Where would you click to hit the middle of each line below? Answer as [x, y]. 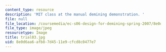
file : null [16, 19]
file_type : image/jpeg [28, 28]
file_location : [21, 24]
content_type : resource [30, 10]
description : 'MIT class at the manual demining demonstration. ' [75, 14]
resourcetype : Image [26, 33]
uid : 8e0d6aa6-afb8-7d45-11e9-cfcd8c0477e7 [51, 42]
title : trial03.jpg [25, 38]
